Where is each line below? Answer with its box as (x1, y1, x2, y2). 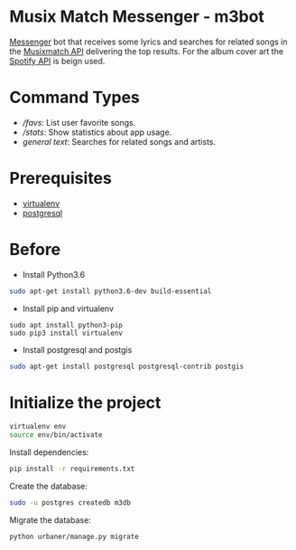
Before (9, 240, 61, 260)
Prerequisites (9, 168, 113, 189)
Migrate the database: (9, 514, 92, 526)
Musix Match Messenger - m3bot (9, 6, 264, 27)
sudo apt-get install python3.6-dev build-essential (9, 287, 212, 296)
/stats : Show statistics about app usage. (22, 127, 172, 137)
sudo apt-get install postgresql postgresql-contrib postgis (9, 362, 245, 371)
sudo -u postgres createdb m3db (9, 498, 131, 507)
